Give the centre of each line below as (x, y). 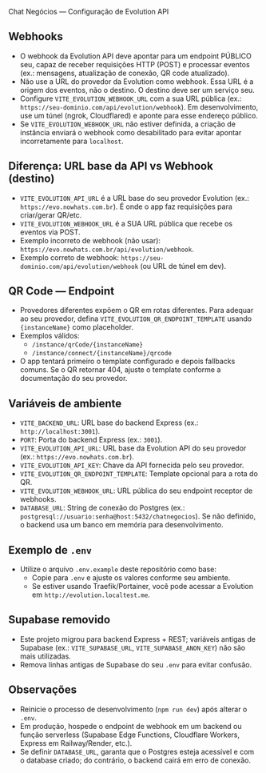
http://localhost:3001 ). (60, 431)
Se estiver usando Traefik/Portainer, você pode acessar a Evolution (143, 587)
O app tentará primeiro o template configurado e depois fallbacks (127, 361)
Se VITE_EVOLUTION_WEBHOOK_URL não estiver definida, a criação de (127, 124)
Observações (43, 690)
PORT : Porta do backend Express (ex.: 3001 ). (91, 440)
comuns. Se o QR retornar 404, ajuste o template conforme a (120, 370)
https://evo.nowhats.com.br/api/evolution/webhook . (107, 249)
